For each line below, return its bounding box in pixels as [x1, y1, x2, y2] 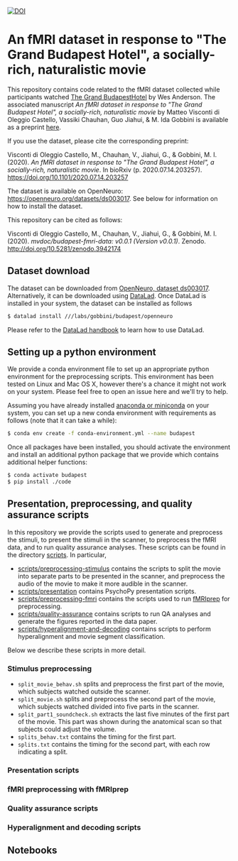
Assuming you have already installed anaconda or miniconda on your [7, 401, 210, 410]
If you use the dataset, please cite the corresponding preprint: [7, 136, 189, 145]
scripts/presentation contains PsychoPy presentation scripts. [17, 586, 197, 596]
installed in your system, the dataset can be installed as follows [7, 299, 193, 307]
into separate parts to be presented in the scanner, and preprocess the [17, 571, 225, 580]
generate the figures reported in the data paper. [17, 617, 158, 625]
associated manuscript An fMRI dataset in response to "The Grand [7, 100, 202, 109]
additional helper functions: [7, 458, 87, 466]
